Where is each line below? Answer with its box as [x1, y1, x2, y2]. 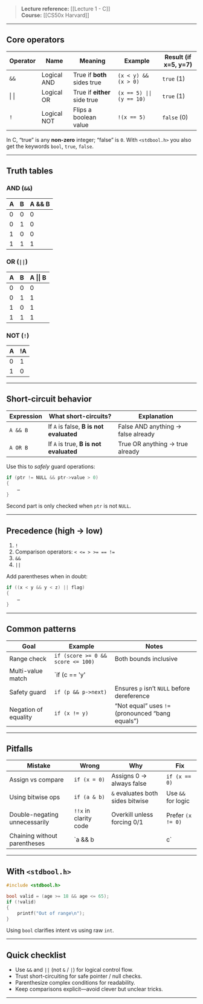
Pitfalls [6, 743, 33, 754]
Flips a [73, 105, 92, 114]
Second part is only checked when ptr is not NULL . [6, 503, 132, 510]
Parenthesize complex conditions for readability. [14, 979, 136, 986]
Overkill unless [111, 811, 153, 819]
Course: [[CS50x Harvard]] [21, 12, 89, 19]
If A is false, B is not [48, 422, 104, 430]
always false [111, 779, 147, 788]
